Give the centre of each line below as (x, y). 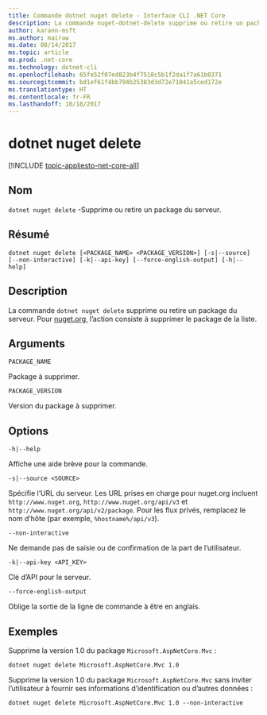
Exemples (33, 631)
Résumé (29, 235)
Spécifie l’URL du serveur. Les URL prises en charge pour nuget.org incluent (133, 493)
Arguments (37, 344)
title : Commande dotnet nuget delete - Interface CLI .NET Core (117, 15)
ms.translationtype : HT (48, 89)
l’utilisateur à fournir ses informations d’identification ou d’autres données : (130, 688)
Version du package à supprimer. (62, 406)
